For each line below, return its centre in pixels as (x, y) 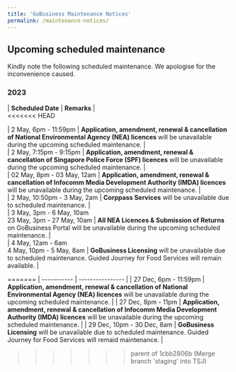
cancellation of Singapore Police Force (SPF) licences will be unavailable (115, 159)
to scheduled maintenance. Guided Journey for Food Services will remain (114, 257)
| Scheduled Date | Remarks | (51, 108)
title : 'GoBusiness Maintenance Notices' (69, 14)
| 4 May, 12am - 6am (37, 243)
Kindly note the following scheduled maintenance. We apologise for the (112, 67)
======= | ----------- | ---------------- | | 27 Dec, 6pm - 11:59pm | (106, 279)
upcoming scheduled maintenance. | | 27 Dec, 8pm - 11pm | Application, (113, 302)
